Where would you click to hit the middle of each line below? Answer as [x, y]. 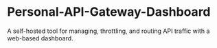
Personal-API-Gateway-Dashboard [109, 12]
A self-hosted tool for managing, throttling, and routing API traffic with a [108, 31]
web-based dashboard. [40, 38]
